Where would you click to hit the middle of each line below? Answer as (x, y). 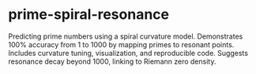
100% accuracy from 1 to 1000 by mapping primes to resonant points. (121, 44)
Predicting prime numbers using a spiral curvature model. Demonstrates (126, 36)
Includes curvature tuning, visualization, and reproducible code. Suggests (128, 53)
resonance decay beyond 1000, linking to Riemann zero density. (112, 61)
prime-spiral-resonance (89, 15)
